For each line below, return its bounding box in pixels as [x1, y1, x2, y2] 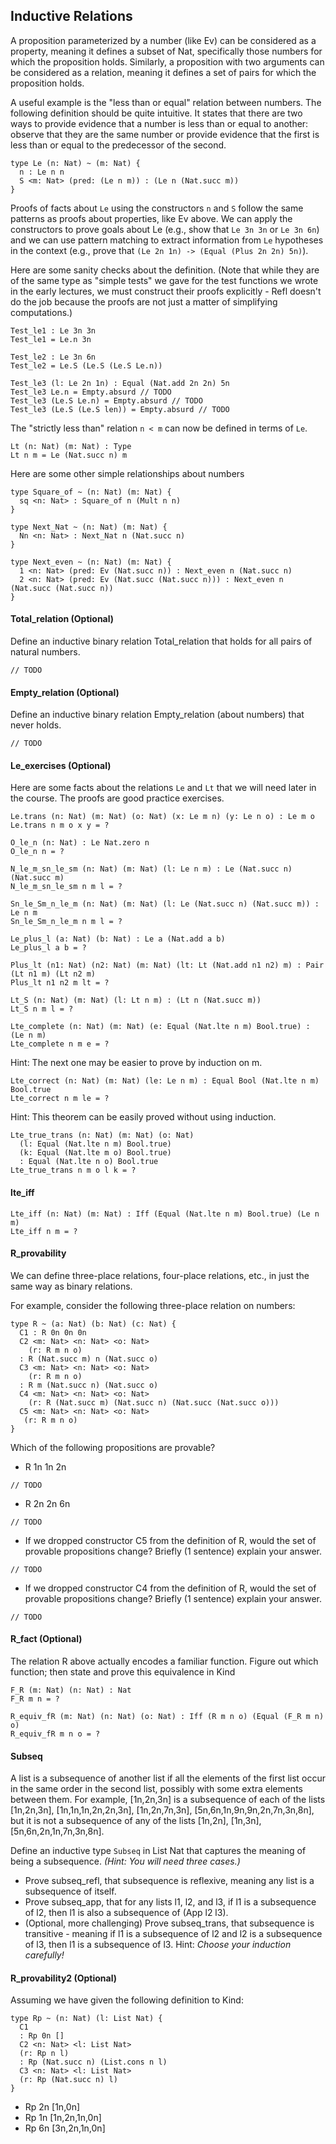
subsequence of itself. [24, 1885, 117, 1898]
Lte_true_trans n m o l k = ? [10, 1165, 137, 1176]
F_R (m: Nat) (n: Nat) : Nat [10, 1685, 132, 1696]
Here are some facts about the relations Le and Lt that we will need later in [10, 782, 317, 794]
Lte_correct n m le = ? [10, 1094, 110, 1104]
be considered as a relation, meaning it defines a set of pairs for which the [10, 66, 317, 78]
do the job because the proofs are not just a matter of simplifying [10, 295, 278, 308]
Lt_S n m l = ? [10, 1004, 74, 1014]
